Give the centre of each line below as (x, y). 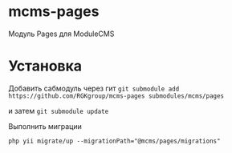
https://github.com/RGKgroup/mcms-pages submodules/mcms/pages (116, 96)
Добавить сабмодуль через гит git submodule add (94, 88)
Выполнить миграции (45, 126)
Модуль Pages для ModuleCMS (61, 34)
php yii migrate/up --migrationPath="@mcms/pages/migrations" (114, 141)
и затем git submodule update (59, 111)
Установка (45, 66)
